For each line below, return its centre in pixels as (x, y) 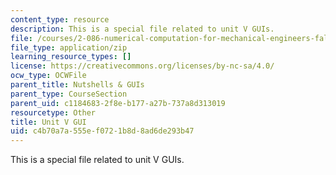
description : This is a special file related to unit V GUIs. (142, 29)
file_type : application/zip (69, 47)
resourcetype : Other (53, 112)
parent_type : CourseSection (69, 94)
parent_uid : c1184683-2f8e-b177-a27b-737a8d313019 (118, 103)
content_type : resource (60, 19)
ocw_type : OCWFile (48, 76)
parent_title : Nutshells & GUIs (77, 85)
